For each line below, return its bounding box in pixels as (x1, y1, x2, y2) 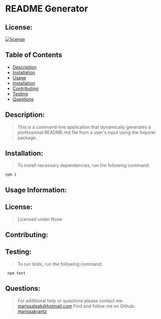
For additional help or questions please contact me (17, 297, 123, 303)
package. (17, 134, 37, 140)
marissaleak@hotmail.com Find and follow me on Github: (17, 303, 135, 309)
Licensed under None (17, 216, 63, 222)
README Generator (5, 3, 88, 15)
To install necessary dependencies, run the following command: (17, 163, 150, 169)
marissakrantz (17, 308, 47, 314)
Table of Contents (5, 51, 63, 59)
